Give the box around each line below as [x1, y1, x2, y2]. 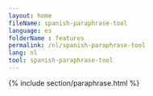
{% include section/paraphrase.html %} [8, 78, 140, 88]
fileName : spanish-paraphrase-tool [8, 19, 128, 27]
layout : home [8, 11, 52, 20]
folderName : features [8, 34, 85, 42]
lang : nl [8, 49, 38, 57]
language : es [8, 26, 52, 34]
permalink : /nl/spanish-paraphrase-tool [8, 42, 147, 50]
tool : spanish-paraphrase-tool [8, 57, 114, 65]
